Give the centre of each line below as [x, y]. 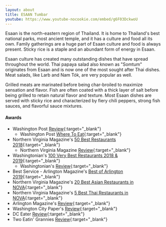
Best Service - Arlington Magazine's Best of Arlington [68, 171]
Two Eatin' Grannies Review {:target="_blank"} [60, 219]
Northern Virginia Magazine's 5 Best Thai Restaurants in [70, 192]
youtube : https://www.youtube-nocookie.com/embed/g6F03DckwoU [71, 19]
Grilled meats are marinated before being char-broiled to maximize [74, 85]
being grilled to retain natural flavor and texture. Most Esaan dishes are [78, 95]
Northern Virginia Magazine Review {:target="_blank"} [75, 150]
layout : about [20, 10]
